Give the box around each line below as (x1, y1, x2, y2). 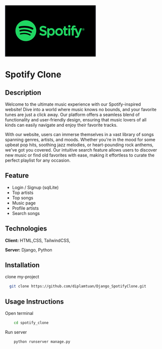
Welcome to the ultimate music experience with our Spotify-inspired (5, 101, 141, 107)
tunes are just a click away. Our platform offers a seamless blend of (5, 112, 140, 117)
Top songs (12, 194, 33, 200)
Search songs (12, 210, 40, 216)
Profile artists (12, 205, 39, 211)
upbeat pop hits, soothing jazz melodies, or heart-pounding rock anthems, (5, 142, 154, 148)
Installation (5, 261, 40, 270)
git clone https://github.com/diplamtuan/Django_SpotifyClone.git (9, 284, 146, 289)
